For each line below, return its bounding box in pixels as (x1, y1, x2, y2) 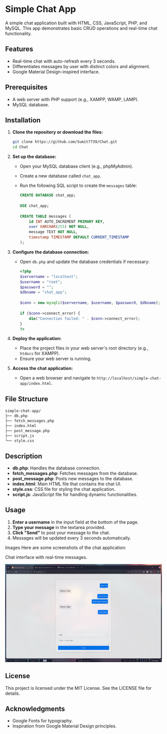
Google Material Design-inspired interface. (12, 69, 100, 75)
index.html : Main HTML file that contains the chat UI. (12, 481, 122, 487)
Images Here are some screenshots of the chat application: (5, 545, 127, 550)
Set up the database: (12, 154, 57, 160)
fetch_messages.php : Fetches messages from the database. (12, 470, 138, 476)
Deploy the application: (12, 336, 62, 342)
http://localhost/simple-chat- (96, 376, 162, 381)
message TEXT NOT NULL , (29, 230, 78, 235)
